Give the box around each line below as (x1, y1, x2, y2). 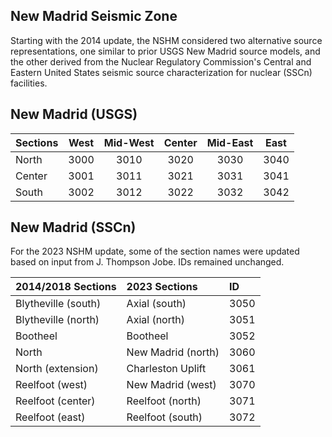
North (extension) (15, 362, 99, 376)
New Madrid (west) (126, 378, 217, 392)
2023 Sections (126, 280, 198, 294)
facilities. (10, 77, 48, 89)
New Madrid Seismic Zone (10, 8, 178, 25)
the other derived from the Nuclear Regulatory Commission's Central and (10, 55, 312, 68)
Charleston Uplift (126, 362, 207, 376)
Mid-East (206, 135, 254, 149)
